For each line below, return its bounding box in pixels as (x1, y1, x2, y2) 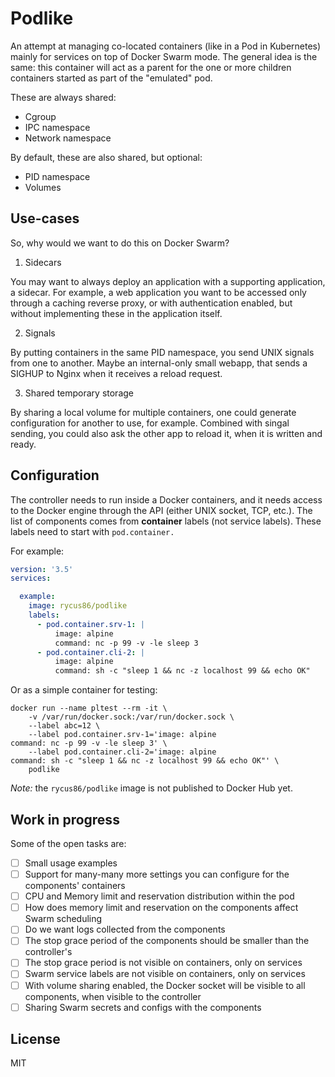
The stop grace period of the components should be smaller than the (24, 935, 310, 947)
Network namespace (24, 132, 112, 144)
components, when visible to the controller (24, 990, 202, 1002)
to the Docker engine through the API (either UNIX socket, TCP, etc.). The (10, 504, 313, 516)
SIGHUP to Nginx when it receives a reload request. (10, 367, 223, 379)
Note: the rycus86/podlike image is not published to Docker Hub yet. (10, 782, 293, 794)
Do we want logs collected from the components (24, 923, 226, 936)
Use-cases (10, 210, 80, 227)
